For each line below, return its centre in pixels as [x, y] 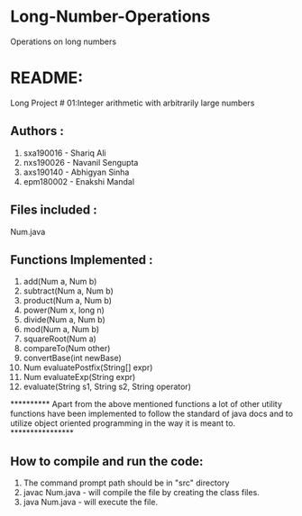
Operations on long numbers [63, 41]
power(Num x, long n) [64, 310]
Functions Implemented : [82, 260]
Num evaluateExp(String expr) [79, 377]
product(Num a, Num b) [67, 301]
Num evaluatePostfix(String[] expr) [88, 367]
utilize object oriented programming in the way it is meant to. [123, 423]
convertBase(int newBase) [73, 358]
